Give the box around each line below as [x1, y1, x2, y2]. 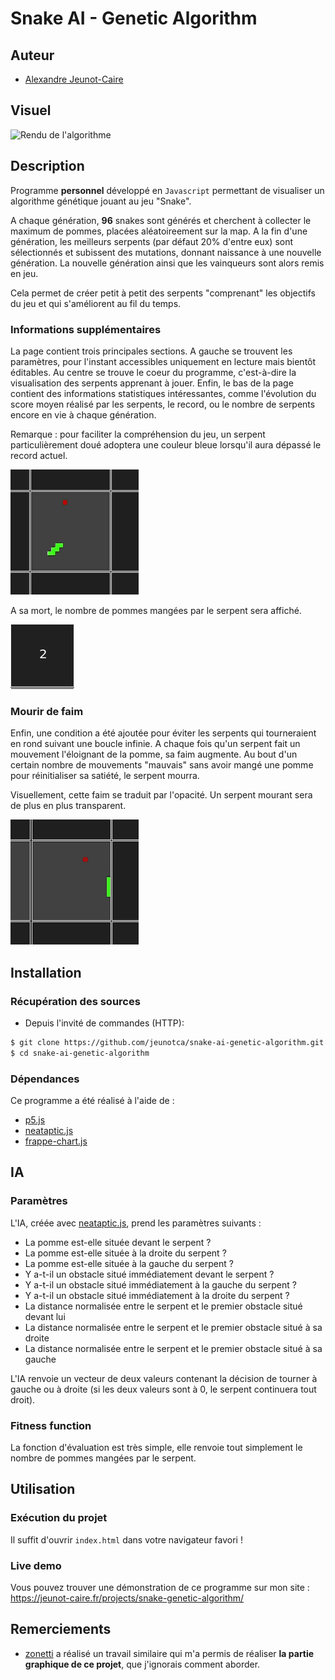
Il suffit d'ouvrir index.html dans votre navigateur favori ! [10, 1533, 243, 1546]
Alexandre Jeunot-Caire [24, 73, 124, 85]
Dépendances [10, 1072, 80, 1086]
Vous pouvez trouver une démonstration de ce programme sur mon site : [10, 1581, 310, 1593]
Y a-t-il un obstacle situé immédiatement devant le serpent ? [24, 1268, 275, 1280]
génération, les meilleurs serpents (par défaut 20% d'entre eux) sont [10, 235, 294, 247]
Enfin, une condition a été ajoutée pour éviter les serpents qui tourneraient [10, 727, 317, 739]
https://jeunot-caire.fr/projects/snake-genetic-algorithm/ [10, 1592, 245, 1604]
